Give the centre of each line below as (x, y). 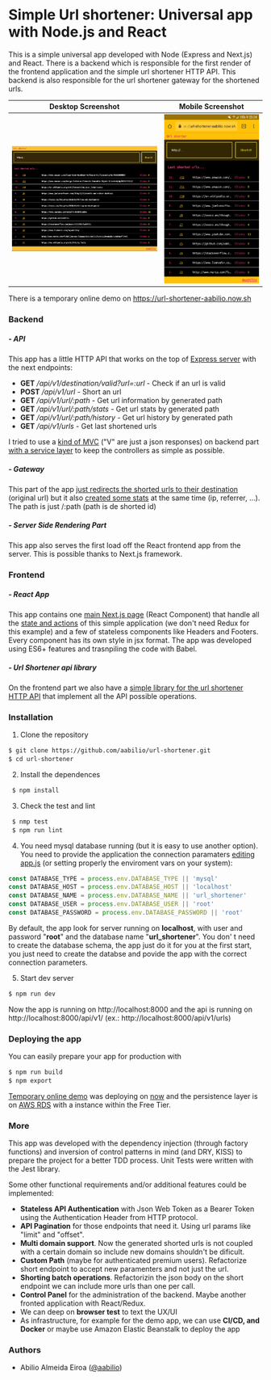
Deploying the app (45, 1038)
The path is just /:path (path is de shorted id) (83, 507)
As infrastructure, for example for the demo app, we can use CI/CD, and (140, 1321)
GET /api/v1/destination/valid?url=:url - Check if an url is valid (123, 383)
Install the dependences (60, 774)
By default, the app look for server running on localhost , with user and (126, 928)
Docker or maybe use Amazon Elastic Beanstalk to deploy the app (130, 1329)
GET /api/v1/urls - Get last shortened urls (88, 427)
